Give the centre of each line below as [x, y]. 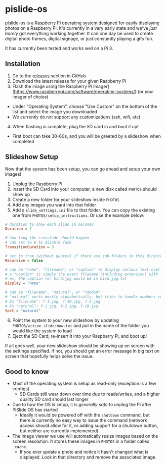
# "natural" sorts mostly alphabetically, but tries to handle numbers [80, 297]
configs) [21, 389]
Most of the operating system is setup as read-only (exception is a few [84, 384]
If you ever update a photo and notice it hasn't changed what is [84, 452]
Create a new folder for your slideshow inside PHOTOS [66, 200]
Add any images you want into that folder [54, 205]
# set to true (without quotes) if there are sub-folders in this [75, 256]
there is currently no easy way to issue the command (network [83, 420]
